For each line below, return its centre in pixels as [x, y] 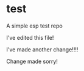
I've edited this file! [30, 37]
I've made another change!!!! [42, 49]
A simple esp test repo [34, 26]
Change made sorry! [32, 61]
